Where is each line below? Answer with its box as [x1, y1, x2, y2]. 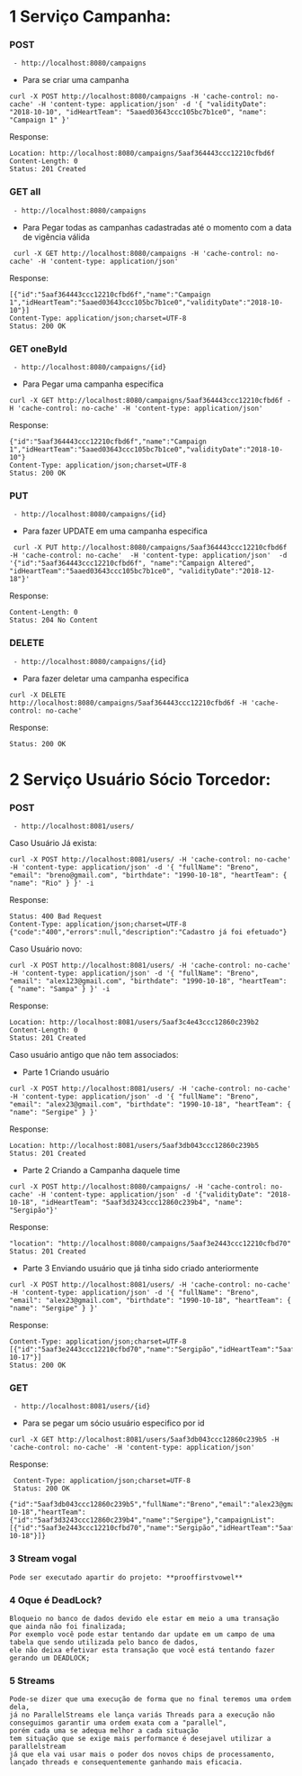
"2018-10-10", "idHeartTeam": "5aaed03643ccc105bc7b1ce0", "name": [9, 108, 268, 117]
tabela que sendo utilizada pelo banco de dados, [9, 1638, 200, 1647]
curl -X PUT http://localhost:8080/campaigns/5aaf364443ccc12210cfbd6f [13, 543, 288, 552]
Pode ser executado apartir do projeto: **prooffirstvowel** [9, 1572, 244, 1582]
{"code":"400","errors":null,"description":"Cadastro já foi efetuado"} [9, 928, 288, 937]
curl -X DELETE [9, 690, 67, 699]
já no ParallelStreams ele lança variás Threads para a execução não [9, 1710, 276, 1720]
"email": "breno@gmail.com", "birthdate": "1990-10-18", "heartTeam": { [9, 871, 288, 880]
